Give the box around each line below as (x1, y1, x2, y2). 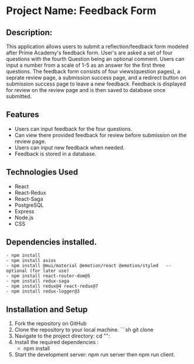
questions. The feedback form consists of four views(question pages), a (6, 68, 181, 74)
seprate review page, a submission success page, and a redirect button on (6, 74, 186, 81)
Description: (6, 28, 53, 38)
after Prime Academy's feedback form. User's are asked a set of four (6, 49, 173, 56)
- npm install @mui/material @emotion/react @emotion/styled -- (6, 263, 172, 269)
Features (6, 110, 39, 120)
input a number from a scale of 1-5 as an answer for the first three (6, 62, 165, 69)
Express (14, 207, 35, 215)
